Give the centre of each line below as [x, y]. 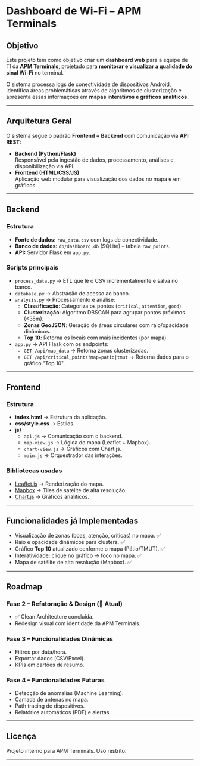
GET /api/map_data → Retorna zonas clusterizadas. [86, 350]
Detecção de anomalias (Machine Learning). [69, 693]
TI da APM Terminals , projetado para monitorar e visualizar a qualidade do [99, 66]
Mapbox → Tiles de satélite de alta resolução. [71, 490]
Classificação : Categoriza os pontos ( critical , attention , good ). [103, 306]
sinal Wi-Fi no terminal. [35, 72]
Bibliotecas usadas [34, 471]
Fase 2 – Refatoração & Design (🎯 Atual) [65, 604]
